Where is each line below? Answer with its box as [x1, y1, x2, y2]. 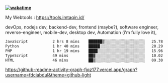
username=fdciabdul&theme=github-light [5, 72, 92, 78]
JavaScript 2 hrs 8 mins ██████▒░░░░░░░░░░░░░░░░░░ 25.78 [5, 39, 163, 44]
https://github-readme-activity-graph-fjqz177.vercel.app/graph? [5, 66, 138, 72]
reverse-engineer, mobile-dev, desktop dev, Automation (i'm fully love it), [5, 29, 157, 35]
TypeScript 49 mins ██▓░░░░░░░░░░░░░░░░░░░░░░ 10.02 [5, 53, 163, 58]
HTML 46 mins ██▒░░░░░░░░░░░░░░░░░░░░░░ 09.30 [5, 57, 163, 62]
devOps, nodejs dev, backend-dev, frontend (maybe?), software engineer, [5, 24, 159, 30]
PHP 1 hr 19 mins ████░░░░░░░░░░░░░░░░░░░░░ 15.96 [5, 48, 163, 53]
